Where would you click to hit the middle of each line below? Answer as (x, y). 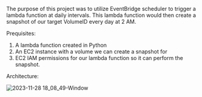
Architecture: (23, 76)
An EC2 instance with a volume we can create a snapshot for (91, 52)
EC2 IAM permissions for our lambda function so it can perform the (99, 58)
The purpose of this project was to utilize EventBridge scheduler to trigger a (101, 9)
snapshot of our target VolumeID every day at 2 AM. (71, 22)
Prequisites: (21, 33)
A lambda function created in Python (61, 45)
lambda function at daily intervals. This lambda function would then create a (101, 15)
